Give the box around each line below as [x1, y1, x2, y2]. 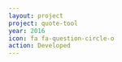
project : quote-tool [8, 19, 79, 27]
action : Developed [8, 42, 71, 50]
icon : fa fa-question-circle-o [8, 34, 115, 43]
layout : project [8, 11, 63, 20]
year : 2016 [8, 27, 46, 35]
